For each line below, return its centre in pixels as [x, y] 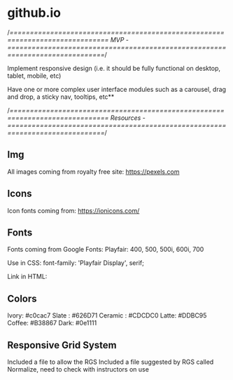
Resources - [128, 118]
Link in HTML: [27, 277]
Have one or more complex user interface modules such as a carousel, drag [116, 89]
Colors [22, 298]
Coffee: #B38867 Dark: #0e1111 [52, 323]
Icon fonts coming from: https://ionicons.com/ [73, 210]
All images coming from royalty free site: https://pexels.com [93, 171]
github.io [34, 13]
